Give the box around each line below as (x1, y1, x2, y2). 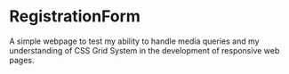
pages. (9, 54, 35, 65)
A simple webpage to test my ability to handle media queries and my (9, 36, 260, 46)
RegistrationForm (9, 6, 140, 27)
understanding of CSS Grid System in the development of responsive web (9, 45, 280, 55)
